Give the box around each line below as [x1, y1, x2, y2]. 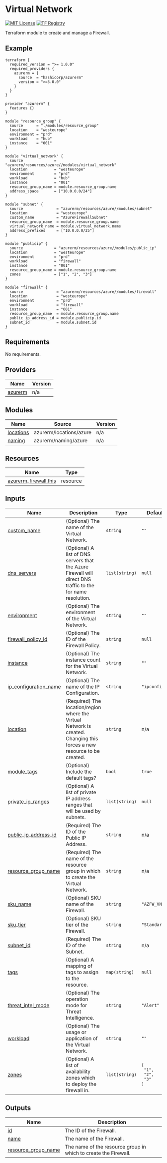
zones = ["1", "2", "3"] [9, 271, 92, 277]
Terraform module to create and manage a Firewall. [5, 29, 110, 35]
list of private [66, 789, 96, 796]
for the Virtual [66, 662, 98, 669]
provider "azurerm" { [5, 101, 50, 106]
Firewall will [66, 569, 93, 576]
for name [66, 588, 87, 595]
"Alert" [141, 1002, 160, 1008]
